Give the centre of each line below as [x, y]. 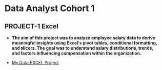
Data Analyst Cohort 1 [50, 8]
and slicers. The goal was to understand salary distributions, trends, [82, 48]
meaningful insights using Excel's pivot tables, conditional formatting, [84, 43]
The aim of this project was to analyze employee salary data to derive [83, 38]
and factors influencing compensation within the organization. [76, 53]
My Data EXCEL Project [35, 63]
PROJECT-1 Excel [31, 26]
